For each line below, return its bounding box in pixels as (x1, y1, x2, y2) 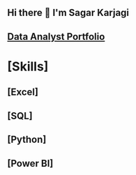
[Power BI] (7, 158, 54, 169)
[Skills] (7, 59, 49, 74)
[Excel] (7, 86, 38, 98)
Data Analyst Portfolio (7, 31, 105, 43)
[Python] (7, 134, 47, 146)
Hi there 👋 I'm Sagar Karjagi (7, 7, 130, 19)
